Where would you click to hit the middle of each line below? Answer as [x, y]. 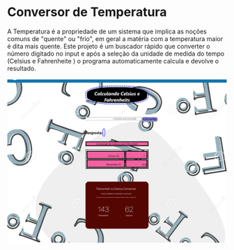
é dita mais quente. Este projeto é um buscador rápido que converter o [109, 46]
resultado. [22, 68]
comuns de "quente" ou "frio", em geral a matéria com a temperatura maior [115, 38]
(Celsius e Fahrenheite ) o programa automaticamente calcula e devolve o [113, 61]
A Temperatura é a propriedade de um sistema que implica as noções [107, 31]
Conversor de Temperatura [87, 12]
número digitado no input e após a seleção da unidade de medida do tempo [116, 54]
